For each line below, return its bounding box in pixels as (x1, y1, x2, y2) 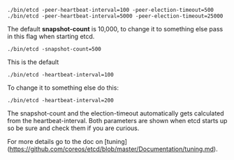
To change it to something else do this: (7, 83, 119, 92)
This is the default (7, 58, 59, 66)
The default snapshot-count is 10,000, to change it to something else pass (7, 25, 224, 33)
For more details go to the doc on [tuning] (7, 138, 128, 145)
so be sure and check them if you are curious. (7, 124, 140, 132)
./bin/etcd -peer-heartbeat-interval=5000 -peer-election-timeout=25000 (7, 13, 224, 19)
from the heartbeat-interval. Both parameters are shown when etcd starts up (7, 117, 228, 125)
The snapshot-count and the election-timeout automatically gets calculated (7, 109, 225, 118)
